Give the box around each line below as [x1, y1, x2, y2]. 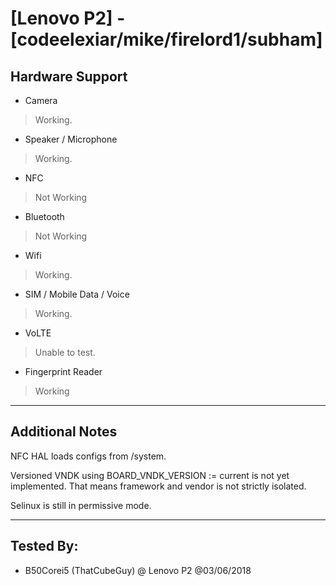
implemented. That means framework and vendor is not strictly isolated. [10, 480, 307, 492]
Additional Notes [10, 423, 118, 441]
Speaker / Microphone [24, 133, 118, 145]
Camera [24, 95, 58, 106]
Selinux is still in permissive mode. [10, 499, 152, 511]
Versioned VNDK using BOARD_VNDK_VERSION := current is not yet [10, 469, 290, 481]
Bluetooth [24, 211, 65, 222]
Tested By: [10, 538, 79, 555]
